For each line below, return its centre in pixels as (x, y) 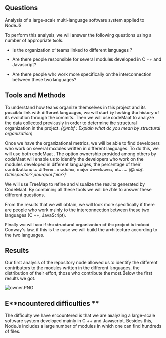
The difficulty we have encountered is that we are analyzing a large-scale (80, 315)
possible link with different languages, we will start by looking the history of (82, 112)
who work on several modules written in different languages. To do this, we (82, 148)
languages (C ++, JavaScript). (36, 215)
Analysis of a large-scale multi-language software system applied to (75, 20)
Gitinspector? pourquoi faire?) (36, 174)
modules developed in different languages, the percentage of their (73, 164)
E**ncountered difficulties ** (52, 304)
